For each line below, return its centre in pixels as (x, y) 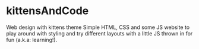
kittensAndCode (48, 11)
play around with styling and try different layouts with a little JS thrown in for (99, 33)
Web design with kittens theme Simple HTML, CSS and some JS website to (98, 27)
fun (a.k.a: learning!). (32, 40)
